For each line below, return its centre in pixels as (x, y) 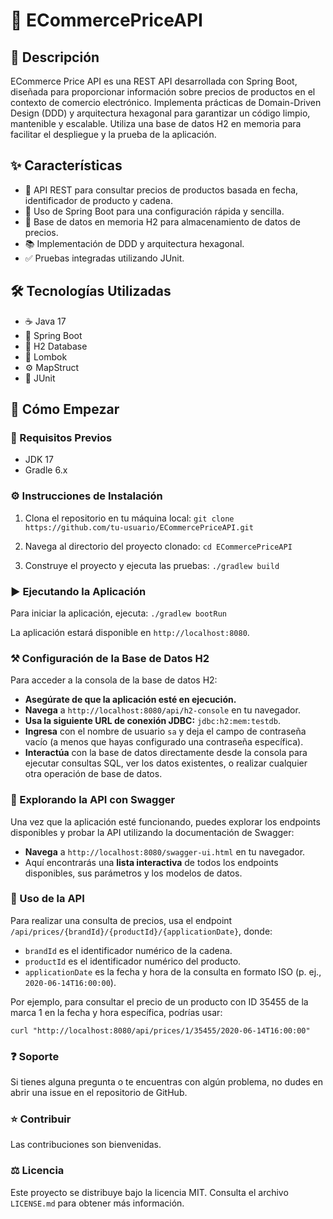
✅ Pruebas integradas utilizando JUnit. (104, 258)
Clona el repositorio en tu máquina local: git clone (129, 518)
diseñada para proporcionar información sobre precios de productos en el (163, 92)
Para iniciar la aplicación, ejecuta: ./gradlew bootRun (118, 613)
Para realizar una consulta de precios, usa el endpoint (121, 920)
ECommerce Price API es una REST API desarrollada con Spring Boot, (154, 81)
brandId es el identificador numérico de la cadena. (128, 950)
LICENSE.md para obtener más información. (97, 1203)
